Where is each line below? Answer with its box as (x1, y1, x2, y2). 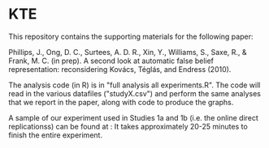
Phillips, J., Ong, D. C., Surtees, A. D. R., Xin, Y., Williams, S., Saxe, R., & (8, 47, 247, 57)
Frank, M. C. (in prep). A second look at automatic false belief (8, 56, 214, 66)
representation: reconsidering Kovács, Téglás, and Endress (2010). (8, 64, 232, 74)
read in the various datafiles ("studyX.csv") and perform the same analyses (8, 88, 262, 98)
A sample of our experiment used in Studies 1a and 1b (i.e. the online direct (8, 112, 258, 122)
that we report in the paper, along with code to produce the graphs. (8, 97, 234, 107)
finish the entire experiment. (8, 130, 103, 140)
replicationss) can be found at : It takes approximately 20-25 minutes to (8, 121, 248, 131)
